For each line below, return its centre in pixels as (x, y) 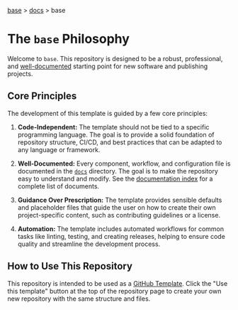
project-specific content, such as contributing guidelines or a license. (119, 215)
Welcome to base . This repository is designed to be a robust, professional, (115, 58)
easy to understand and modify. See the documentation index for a (115, 178)
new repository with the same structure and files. (79, 299)
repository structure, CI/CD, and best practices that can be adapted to (120, 142)
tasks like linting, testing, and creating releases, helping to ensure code (121, 236)
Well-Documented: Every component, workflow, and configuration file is (124, 164)
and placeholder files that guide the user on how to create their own (117, 207)
